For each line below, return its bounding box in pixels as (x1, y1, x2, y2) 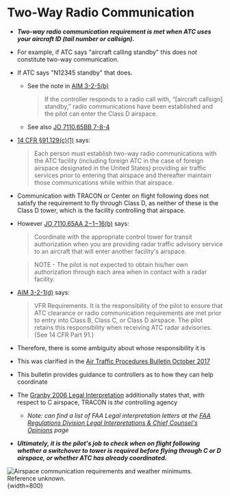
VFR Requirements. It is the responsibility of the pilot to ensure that (34, 301, 223, 309)
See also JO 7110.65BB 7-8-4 (27, 122, 110, 131)
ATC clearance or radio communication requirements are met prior (34, 309, 222, 317)
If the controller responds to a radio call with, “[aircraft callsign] (44, 94, 223, 103)
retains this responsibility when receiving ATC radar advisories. (34, 323, 212, 331)
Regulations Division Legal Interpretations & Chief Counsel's (27, 419, 199, 427)
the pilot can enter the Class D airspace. (44, 109, 157, 118)
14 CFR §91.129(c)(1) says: (16, 135, 91, 144)
